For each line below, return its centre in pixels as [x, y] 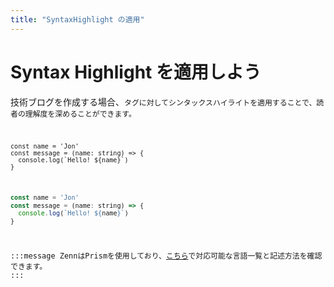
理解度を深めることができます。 [80, 114]
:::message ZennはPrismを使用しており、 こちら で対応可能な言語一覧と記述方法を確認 [166, 256]
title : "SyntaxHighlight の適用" [77, 19]
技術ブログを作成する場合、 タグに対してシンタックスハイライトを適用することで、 [163, 102]
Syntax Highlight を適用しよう [136, 72]
